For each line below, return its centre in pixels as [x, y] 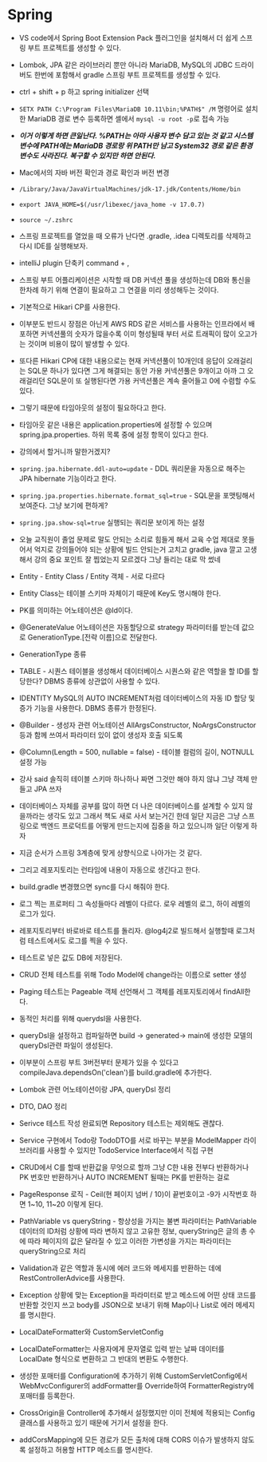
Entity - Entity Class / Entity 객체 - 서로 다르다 [92, 576]
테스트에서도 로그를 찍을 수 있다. [78, 941]
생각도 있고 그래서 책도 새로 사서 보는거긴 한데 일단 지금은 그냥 [143, 815]
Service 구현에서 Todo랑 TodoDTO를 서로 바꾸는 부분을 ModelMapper [130, 1140]
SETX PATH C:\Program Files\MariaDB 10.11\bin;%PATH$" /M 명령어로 [131, 109]
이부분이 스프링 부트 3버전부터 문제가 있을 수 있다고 [99, 1062]
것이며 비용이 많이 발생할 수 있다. [79, 343]
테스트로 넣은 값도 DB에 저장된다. [71, 957]
